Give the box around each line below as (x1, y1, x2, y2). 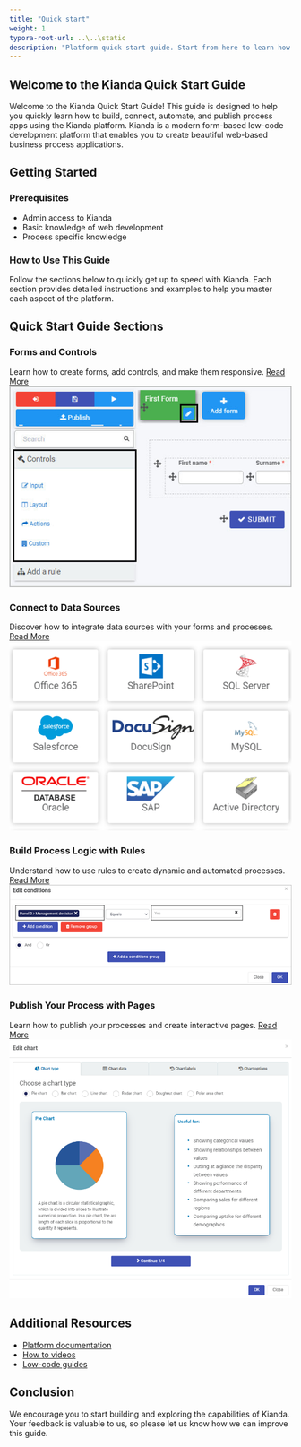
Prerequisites (9, 192, 69, 204)
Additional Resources (9, 1316, 132, 1331)
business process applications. (9, 139, 124, 150)
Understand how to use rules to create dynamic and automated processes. (9, 865, 286, 876)
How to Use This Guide (9, 254, 110, 266)
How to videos (21, 1349, 76, 1360)
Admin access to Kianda (21, 212, 112, 223)
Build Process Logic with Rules (9, 845, 146, 857)
